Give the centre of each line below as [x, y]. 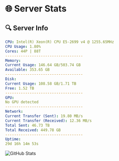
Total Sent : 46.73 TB [28, 125]
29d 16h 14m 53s [22, 144]
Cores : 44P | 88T [23, 51]
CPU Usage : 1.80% [23, 46]
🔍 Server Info [27, 28]
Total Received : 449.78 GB [33, 130]
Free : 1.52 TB [20, 88]
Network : [14, 112]
